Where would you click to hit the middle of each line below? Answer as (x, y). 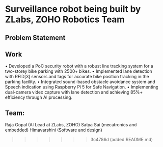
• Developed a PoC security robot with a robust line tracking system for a (79, 66)
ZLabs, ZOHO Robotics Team (65, 19)
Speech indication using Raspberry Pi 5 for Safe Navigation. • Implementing (82, 87)
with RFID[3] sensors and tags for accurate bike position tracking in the (77, 77)
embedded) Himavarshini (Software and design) (54, 130)
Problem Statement (35, 38)
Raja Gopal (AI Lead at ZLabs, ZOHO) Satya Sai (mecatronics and (71, 125)
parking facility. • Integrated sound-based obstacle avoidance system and (80, 82)
